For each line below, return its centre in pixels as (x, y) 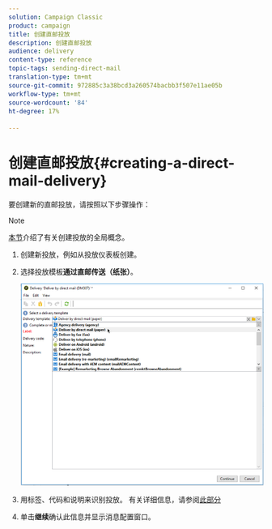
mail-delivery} (58, 181)
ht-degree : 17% (34, 111)
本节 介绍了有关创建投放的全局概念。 (69, 237)
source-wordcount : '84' (49, 102)
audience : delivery (41, 51)
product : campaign (39, 26)
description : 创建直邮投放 (50, 43)
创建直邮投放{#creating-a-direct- (122, 163)
